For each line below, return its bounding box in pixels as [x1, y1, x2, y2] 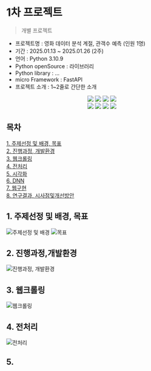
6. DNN [6, 177, 25, 184]
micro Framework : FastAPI [15, 75, 83, 83]
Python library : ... [15, 69, 60, 77]
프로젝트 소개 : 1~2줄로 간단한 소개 [15, 83, 97, 90]
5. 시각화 [6, 170, 27, 177]
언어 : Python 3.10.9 [15, 55, 64, 62]
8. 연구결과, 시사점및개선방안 [6, 192, 75, 199]
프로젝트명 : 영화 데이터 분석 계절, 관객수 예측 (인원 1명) [15, 40, 146, 47]
